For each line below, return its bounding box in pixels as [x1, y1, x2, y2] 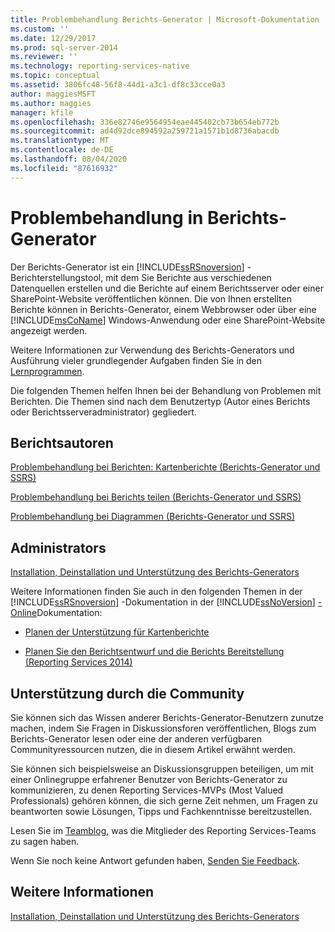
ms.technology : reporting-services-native [10, 61, 190, 71]
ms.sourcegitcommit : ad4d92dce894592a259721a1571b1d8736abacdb [10, 126, 280, 136]
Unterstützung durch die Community [10, 685, 245, 702]
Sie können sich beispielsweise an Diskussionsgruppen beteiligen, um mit [10, 763, 314, 775]
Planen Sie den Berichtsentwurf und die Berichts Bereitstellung [24, 646, 285, 658]
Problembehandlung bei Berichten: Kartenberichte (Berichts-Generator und [10, 461, 321, 473]
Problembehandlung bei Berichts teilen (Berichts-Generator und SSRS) [10, 491, 302, 503]
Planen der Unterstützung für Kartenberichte [24, 626, 210, 638]
